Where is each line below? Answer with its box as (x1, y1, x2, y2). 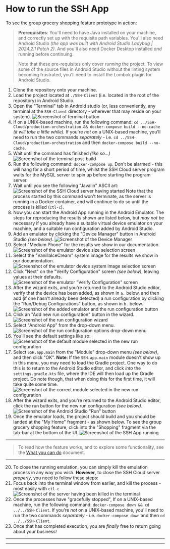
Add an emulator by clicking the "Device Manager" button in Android (13, 231, 156, 237)
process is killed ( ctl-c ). (13, 204, 64, 210)
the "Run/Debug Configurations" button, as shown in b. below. (13, 300, 143, 306)
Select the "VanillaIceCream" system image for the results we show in (13, 252, 158, 258)
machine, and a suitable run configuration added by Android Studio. (13, 225, 154, 232)
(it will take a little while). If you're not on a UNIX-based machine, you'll (13, 128, 161, 134)
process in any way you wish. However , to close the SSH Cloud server (13, 469, 160, 475)
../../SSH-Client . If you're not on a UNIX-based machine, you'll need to (13, 507, 164, 513)
